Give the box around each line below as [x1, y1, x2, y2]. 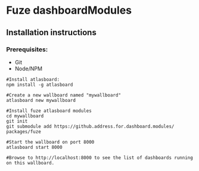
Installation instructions [6, 27, 97, 38]
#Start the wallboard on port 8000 [6, 139, 95, 145]
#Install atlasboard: [6, 76, 60, 82]
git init [6, 118, 28, 124]
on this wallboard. [6, 160, 55, 166]
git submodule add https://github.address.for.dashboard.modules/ [6, 123, 175, 129]
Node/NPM [14, 65, 43, 72]
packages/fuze [6, 129, 42, 135]
